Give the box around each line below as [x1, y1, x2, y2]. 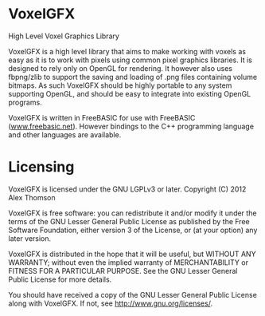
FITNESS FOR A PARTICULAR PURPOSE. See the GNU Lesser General [8, 266, 238, 275]
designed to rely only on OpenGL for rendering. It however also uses [8, 63, 233, 73]
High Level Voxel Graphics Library [8, 31, 119, 41]
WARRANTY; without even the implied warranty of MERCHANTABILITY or [8, 257, 249, 267]
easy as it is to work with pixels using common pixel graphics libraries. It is [8, 55, 252, 65]
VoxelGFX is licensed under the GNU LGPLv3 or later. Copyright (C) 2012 [8, 184, 247, 194]
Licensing [8, 158, 75, 176]
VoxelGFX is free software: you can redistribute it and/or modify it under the [8, 208, 257, 218]
